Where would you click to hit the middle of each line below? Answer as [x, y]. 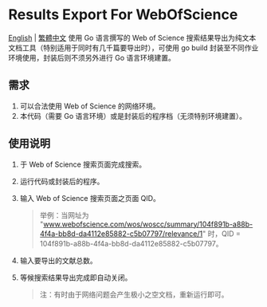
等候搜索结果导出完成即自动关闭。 [76, 277]
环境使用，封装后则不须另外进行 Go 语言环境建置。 [92, 57]
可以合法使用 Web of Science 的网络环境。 [90, 106]
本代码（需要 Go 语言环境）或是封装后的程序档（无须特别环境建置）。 [133, 116]
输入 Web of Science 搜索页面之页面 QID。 [90, 198]
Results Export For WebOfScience [123, 15]
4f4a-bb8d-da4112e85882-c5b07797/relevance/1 [121, 234]
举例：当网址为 [64, 215]
